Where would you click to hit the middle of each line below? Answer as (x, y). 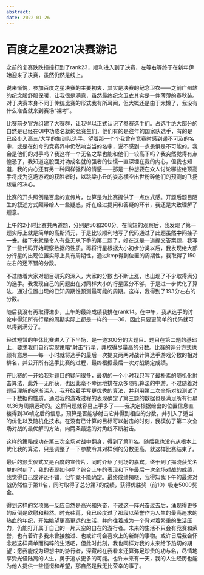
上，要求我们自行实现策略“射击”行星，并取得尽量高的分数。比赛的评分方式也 (102, 347)
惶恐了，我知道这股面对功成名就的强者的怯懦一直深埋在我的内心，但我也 (97, 162)
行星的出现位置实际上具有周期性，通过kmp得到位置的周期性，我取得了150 (104, 256)
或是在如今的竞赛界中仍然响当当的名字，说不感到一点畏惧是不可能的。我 (107, 146)
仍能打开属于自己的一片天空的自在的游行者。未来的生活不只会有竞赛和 (104, 528)
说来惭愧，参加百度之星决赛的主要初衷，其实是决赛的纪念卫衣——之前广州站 (102, 88)
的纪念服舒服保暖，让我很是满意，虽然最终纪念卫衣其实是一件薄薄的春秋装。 (102, 95)
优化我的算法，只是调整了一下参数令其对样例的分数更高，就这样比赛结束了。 (102, 449)
